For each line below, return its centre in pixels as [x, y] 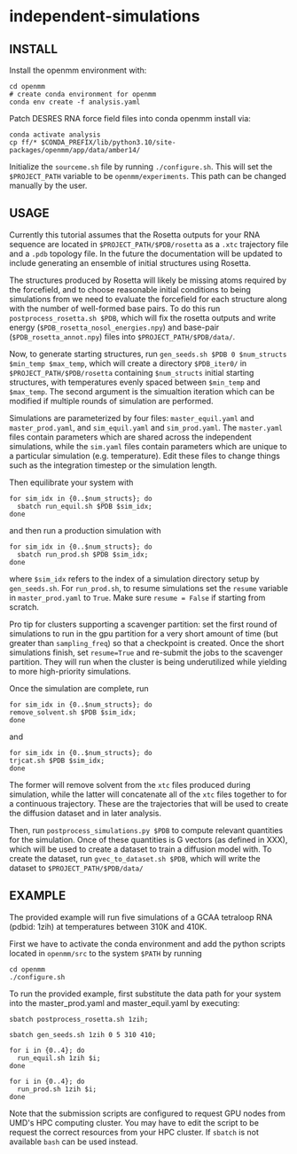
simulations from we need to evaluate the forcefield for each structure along [148, 299]
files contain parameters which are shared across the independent [131, 437]
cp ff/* [23, 143]
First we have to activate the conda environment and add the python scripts [147, 943]
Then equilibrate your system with [71, 482]
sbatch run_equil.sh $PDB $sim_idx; [85, 506]
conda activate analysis [55, 135]
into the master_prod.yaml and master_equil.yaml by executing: [125, 1002]
